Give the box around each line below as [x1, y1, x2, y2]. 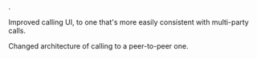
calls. [8, 26, 27, 35]
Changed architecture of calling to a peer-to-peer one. [8, 41, 189, 50]
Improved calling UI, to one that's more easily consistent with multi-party [8, 18, 249, 26]
